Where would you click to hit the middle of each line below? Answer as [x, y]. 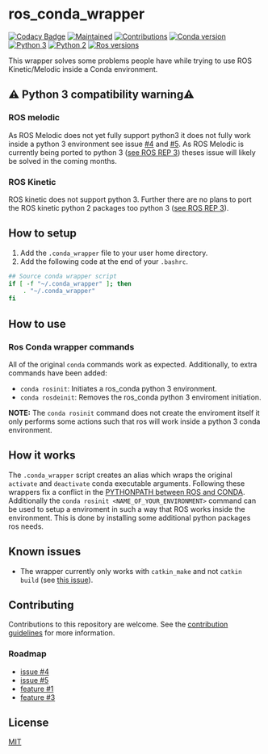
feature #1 [37, 689]
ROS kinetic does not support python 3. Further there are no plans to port [130, 199]
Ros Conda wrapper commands [71, 346]
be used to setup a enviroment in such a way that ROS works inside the [127, 509]
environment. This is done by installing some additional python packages [130, 517]
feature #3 [38, 697]
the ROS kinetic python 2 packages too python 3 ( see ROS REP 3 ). [119, 207]
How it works [42, 456]
